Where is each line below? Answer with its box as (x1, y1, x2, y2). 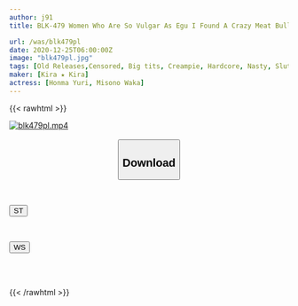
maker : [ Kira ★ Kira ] (9, 70, 90, 80)
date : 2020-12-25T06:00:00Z (9, 45, 114, 54)
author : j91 (9, 12, 53, 22)
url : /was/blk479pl (9, 37, 82, 46)
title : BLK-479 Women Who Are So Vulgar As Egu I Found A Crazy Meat (9, 21, 272, 30)
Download (122, 156, 176, 169)
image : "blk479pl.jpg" (9, 54, 93, 63)
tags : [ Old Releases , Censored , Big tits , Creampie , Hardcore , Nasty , (9, 62, 272, 71)
